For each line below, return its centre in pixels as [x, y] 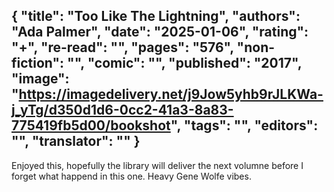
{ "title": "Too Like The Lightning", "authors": [156, 16]
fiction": [38, 63]
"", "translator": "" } [76, 141]
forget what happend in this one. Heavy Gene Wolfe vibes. [131, 176]
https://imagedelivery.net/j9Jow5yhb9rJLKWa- [171, 94]
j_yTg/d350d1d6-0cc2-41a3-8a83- [122, 110]
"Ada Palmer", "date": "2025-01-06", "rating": [160, 32]
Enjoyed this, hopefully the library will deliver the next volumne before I [157, 165]
